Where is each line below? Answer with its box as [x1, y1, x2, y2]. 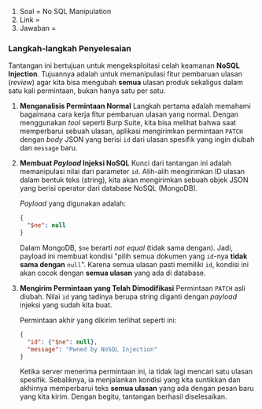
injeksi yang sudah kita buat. [19, 299, 113, 310]
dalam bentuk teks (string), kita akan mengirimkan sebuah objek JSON [19, 175, 249, 184]
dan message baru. [19, 143, 78, 153]
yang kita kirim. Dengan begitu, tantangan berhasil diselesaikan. [19, 392, 227, 401]
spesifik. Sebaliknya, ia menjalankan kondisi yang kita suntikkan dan [19, 375, 241, 385]
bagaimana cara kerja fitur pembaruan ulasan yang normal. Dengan [19, 110, 238, 119]
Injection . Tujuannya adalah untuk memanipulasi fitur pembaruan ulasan [8, 69, 242, 79]
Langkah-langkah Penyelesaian [8, 43, 131, 54]
